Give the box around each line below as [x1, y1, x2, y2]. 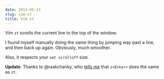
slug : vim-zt [5, 12, 32, 17]
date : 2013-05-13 [5, 7, 41, 12]
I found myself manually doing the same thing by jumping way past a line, [5, 39, 155, 45]
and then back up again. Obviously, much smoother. [5, 45, 111, 51]
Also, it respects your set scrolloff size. [5, 54, 89, 60]
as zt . [5, 69, 17, 75]
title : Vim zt [5, 16, 35, 21]
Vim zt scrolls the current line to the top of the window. [5, 30, 118, 36]
